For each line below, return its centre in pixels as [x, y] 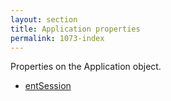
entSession [48, 86]
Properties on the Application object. [86, 67]
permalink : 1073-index [57, 38]
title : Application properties [75, 29]
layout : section [44, 19]
